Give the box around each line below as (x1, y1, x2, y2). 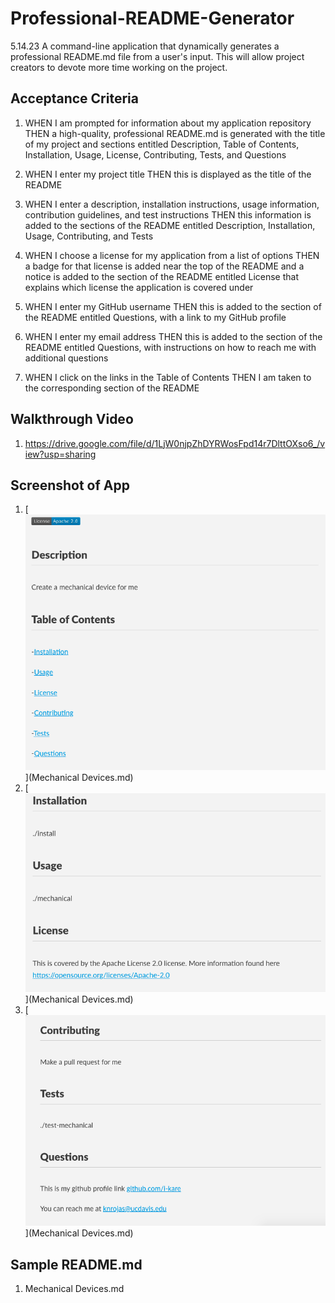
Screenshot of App (10, 477, 130, 494)
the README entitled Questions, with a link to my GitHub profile (24, 311, 287, 323)
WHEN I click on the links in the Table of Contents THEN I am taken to (24, 371, 312, 383)
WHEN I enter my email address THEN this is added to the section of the (24, 330, 323, 342)
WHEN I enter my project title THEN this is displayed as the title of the (24, 168, 312, 180)
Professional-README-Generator (10, 7, 295, 30)
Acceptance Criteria (10, 90, 139, 107)
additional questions (24, 352, 109, 364)
